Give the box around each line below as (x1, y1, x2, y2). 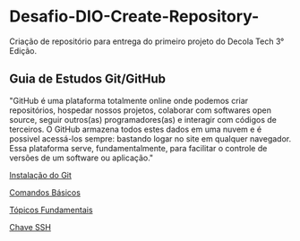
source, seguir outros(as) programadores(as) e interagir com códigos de (9, 114, 278, 125)
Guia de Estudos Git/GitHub (9, 72, 167, 87)
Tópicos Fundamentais (9, 204, 93, 215)
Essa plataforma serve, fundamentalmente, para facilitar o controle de (9, 142, 268, 153)
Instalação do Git (9, 169, 72, 180)
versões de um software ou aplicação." (9, 152, 154, 163)
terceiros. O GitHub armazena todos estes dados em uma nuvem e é (9, 124, 262, 134)
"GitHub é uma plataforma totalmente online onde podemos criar (9, 95, 249, 106)
